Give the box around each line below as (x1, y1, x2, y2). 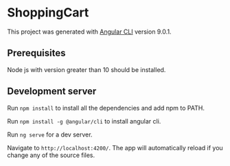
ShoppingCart (7, 5, 89, 21)
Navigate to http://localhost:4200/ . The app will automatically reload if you (7, 143, 223, 152)
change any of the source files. (7, 151, 95, 159)
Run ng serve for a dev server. (7, 130, 93, 139)
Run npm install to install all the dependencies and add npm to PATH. (7, 104, 205, 112)
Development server (7, 86, 97, 97)
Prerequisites (7, 47, 66, 59)
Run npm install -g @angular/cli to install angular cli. (7, 117, 161, 125)
